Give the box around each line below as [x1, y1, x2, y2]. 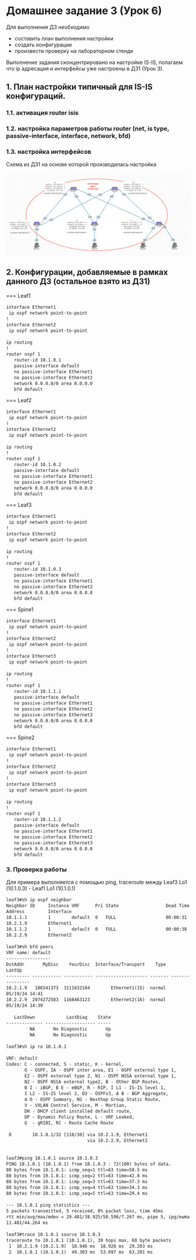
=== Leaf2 [6, 396, 32, 403]
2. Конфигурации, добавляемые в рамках [6, 267, 169, 277]
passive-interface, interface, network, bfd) [6, 132, 131, 140]
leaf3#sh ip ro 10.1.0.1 [6, 1043, 67, 1049]
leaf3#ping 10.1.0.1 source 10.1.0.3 [6, 1155, 98, 1161]
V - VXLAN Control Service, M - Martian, [24, 1102, 127, 1108]
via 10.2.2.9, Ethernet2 [87, 1137, 148, 1143]
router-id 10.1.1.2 [13, 816, 61, 823]
